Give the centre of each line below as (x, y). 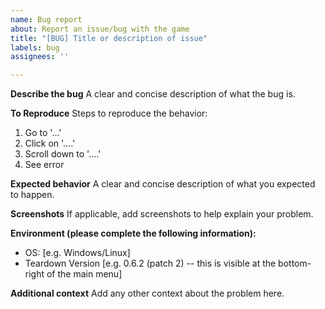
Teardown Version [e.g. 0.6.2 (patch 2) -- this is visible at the (150, 263)
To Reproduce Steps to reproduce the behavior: (109, 113)
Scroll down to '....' (63, 154)
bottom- (295, 263)
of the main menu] (84, 274)
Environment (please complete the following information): (133, 233)
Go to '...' (43, 133)
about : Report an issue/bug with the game (100, 29)
